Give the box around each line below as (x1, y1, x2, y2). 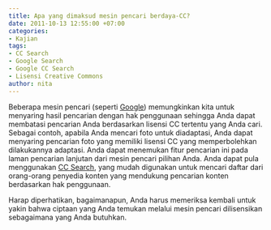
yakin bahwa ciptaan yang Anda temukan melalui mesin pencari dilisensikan (8, 203, 263, 213)
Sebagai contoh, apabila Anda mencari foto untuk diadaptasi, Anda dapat (8, 127, 253, 138)
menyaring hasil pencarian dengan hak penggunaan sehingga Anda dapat (8, 110, 256, 120)
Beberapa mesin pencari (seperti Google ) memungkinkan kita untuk (8, 102, 235, 112)
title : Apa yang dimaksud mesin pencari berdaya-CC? (8, 11, 191, 20)
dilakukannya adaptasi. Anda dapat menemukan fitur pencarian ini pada (8, 145, 249, 155)
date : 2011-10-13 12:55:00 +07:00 (8, 19, 126, 28)
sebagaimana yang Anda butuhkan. (8, 212, 127, 222)
